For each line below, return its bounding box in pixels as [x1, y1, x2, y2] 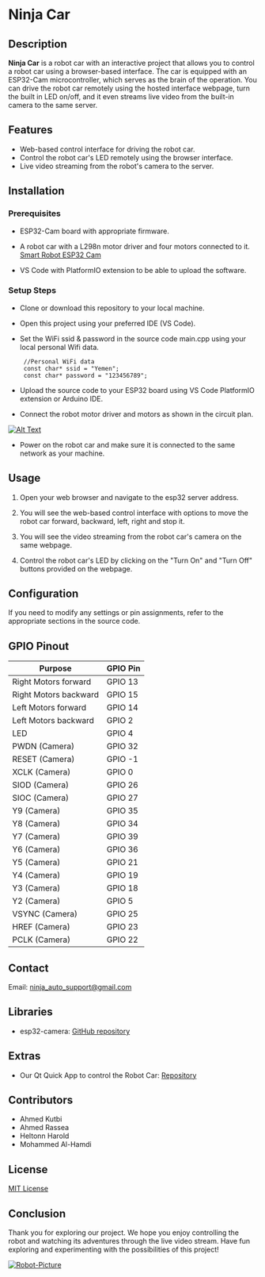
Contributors [8, 1094, 74, 1107]
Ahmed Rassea [19, 1123, 70, 1133]
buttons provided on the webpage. [19, 563, 133, 573]
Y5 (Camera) [12, 857, 61, 868]
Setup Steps [8, 285, 57, 296]
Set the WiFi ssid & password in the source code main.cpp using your [19, 333, 247, 343]
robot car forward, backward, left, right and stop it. [19, 516, 185, 525]
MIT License [8, 1184, 49, 1194]
